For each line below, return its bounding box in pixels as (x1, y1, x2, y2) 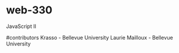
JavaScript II (6, 23, 36, 30)
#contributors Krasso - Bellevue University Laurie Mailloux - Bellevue (6, 34, 173, 41)
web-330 (6, 3, 53, 17)
